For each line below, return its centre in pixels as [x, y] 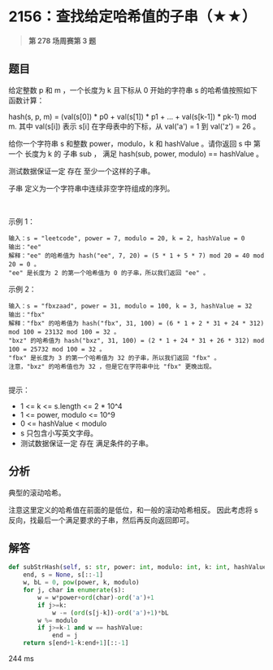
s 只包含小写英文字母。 [59, 433]
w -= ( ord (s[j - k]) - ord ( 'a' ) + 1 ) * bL [110, 613]
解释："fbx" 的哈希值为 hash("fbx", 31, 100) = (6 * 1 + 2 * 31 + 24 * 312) [136, 323]
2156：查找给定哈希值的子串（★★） [132, 17]
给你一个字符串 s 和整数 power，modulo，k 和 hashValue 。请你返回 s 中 [130, 143]
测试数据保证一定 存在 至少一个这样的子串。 [82, 171]
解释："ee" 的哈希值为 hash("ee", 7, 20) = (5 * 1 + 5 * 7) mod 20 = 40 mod [136, 256]
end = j [65, 636]
